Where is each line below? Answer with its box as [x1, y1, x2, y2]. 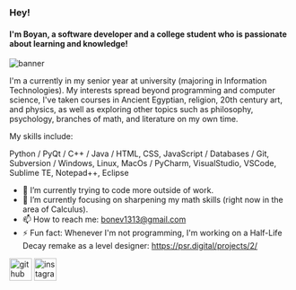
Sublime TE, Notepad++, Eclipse [9, 168, 129, 179]
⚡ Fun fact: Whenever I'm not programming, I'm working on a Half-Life [22, 227, 283, 239]
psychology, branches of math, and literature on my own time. [9, 114, 239, 125]
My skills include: [9, 131, 74, 142]
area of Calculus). [22, 204, 89, 215]
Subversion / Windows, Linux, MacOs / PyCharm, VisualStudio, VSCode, [9, 158, 276, 169]
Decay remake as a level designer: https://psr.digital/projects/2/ [22, 241, 258, 251]
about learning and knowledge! [9, 38, 128, 48]
